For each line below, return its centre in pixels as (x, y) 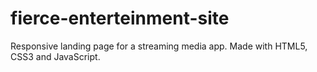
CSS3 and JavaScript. (55, 56)
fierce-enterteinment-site (120, 18)
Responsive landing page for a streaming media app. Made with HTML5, (159, 46)
